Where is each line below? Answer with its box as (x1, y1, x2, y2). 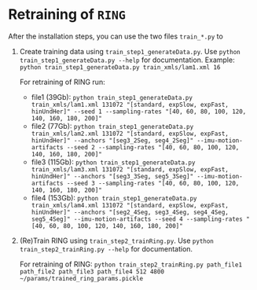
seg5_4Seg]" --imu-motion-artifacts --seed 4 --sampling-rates (31, 215, 244, 223)
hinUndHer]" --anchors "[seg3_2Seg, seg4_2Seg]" (31, 136, 194, 145)
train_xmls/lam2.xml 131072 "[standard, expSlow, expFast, (31, 130, 229, 138)
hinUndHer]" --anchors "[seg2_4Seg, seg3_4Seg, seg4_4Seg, (31, 208, 229, 216)
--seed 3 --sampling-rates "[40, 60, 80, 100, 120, (66, 179, 240, 187)
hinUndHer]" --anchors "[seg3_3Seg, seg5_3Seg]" (31, 172, 194, 180)
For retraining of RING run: (19, 77, 105, 86)
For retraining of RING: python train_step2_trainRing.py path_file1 (19, 259, 242, 269)
